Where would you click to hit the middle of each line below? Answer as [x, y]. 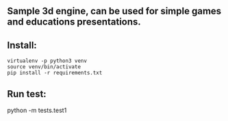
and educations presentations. [74, 22]
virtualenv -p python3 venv [47, 61]
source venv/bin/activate [44, 67]
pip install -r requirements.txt [55, 73]
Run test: [27, 94]
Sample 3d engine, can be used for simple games [114, 11]
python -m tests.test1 [37, 110]
